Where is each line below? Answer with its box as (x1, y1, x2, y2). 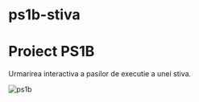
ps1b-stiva (8, 6, 81, 24)
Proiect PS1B (8, 43, 95, 61)
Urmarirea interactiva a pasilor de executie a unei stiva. (8, 69, 192, 79)
